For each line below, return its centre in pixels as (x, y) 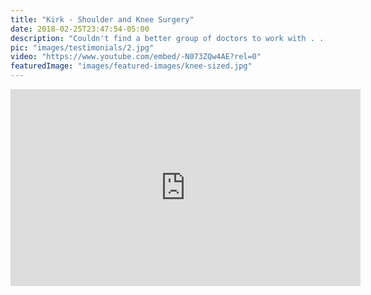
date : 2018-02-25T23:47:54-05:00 (80, 29)
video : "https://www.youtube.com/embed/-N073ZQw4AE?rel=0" (136, 57)
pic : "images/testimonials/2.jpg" (82, 47)
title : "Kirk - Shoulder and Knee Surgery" (102, 19)
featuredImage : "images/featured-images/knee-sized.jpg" (131, 66)
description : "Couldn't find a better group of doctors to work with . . (167, 38)
